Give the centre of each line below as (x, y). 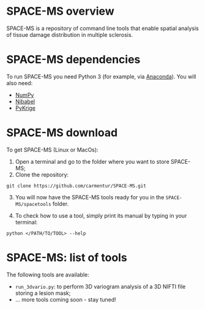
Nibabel (25, 101)
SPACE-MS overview (60, 11)
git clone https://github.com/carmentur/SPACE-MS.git (76, 186)
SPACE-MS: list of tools (67, 257)
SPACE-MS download (62, 133)
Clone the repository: (42, 174)
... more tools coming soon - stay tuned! (65, 299)
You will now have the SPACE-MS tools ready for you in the (90, 197)
